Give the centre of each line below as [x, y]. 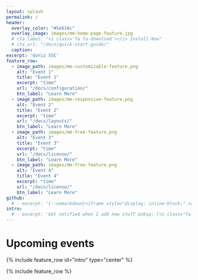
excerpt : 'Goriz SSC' [33, 55]
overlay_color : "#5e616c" [43, 28]
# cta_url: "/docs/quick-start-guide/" [60, 45]
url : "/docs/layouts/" [44, 121]
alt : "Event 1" [35, 72]
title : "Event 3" [38, 143]
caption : [22, 50]
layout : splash [25, 11]
